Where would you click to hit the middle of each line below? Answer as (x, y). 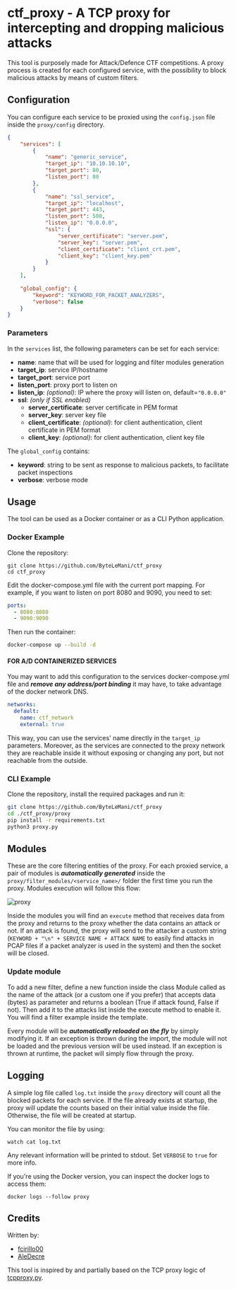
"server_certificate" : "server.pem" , (113, 236)
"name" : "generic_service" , (86, 157)
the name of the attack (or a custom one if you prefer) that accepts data (112, 994)
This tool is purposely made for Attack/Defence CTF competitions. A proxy (116, 62)
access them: (27, 1184)
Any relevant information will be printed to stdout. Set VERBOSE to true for (112, 1155)
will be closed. (28, 953)
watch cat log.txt (34, 1142)
